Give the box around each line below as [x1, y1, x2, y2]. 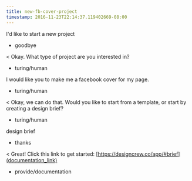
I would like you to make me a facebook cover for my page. [6, 76, 150, 83]
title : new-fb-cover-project [6, 8, 78, 15]
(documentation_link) [6, 156, 58, 163]
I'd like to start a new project [6, 30, 75, 37]
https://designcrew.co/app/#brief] [97, 150, 180, 157]
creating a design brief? [6, 105, 63, 112]
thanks [14, 139, 31, 146]
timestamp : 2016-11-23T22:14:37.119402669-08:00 [6, 14, 127, 20]
